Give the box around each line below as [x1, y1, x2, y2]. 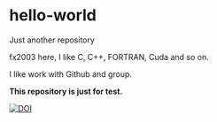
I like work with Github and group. [9, 68, 133, 80]
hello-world [9, 5, 97, 26]
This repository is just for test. [9, 86, 123, 96]
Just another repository [9, 34, 96, 45]
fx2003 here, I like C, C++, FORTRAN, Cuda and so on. [9, 51, 210, 62]
